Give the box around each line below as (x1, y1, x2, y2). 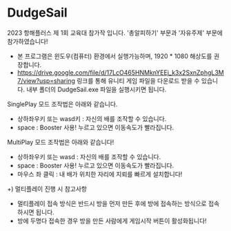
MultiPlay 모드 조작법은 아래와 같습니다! (7, 138, 114, 146)
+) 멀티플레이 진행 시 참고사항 (7, 185, 88, 193)
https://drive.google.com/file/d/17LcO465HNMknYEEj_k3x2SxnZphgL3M (17, 68, 224, 77)
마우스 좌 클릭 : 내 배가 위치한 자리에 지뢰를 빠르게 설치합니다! (17, 169, 183, 178)
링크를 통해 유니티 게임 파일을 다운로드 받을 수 (77, 76, 200, 84)
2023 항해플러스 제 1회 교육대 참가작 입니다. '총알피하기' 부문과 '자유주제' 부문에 (7, 28, 223, 37)
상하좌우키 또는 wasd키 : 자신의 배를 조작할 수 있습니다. (17, 114, 167, 122)
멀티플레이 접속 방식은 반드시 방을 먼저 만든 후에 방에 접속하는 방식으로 (17, 199, 207, 207)
